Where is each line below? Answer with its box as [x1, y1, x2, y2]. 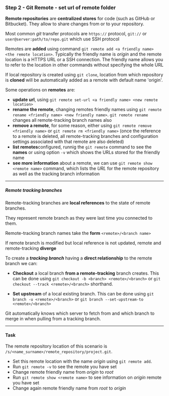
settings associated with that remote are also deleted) [12, 138, 124, 145]
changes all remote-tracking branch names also [12, 117, 112, 123]
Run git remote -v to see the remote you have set [12, 364, 117, 370]
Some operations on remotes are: [5, 87, 75, 93]
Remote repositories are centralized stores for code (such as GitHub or [5, 16, 155, 22]
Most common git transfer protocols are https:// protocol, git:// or [5, 31, 147, 37]
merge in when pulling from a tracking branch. [5, 316, 102, 322]
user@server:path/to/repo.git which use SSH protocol [5, 36, 120, 42]
